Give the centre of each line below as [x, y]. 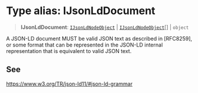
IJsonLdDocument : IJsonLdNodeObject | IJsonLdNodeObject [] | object [105, 27]
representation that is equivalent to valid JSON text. [69, 51]
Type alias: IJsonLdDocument [81, 11]
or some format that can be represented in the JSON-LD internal [85, 45]
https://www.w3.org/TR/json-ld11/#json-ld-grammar [69, 84]
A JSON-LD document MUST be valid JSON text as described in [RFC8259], [99, 38]
